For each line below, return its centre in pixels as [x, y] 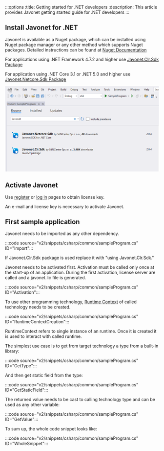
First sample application [42, 222]
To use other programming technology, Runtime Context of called [71, 302]
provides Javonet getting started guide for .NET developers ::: [67, 12]
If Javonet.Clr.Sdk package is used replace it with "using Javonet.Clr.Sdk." [80, 258]
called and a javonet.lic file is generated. [46, 278]
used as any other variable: [32, 405]
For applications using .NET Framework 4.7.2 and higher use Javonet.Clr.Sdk [82, 59]
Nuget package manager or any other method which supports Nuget [74, 45]
